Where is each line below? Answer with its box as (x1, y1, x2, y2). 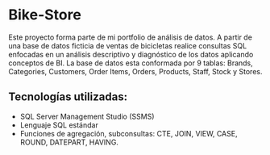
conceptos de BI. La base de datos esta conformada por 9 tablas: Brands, (8, 58, 254, 68)
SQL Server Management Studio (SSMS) (19, 111, 155, 121)
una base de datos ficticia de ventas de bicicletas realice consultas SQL (8, 40, 247, 50)
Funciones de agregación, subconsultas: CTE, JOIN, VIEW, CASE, (19, 128, 238, 138)
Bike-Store (8, 6, 82, 24)
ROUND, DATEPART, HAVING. (19, 137, 119, 147)
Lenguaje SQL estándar (19, 119, 98, 130)
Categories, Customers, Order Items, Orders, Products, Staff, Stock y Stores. (8, 66, 263, 76)
